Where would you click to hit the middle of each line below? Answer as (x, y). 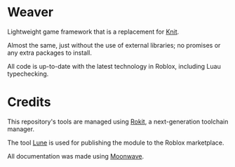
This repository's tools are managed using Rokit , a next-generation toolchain (118, 121)
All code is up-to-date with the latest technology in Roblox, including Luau (114, 66)
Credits (29, 102)
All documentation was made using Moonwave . (76, 156)
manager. (21, 129)
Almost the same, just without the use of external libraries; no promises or (114, 45)
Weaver (31, 12)
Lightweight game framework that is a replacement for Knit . (93, 32)
